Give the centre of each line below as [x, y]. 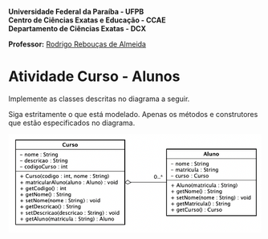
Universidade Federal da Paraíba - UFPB [76, 12]
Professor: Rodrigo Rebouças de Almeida [77, 44]
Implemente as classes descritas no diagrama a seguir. [99, 99]
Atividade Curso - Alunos [94, 77]
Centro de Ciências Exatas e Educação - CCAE [87, 20]
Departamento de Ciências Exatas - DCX [77, 28]
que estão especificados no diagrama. [72, 123]
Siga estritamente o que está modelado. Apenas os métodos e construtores [133, 114]
